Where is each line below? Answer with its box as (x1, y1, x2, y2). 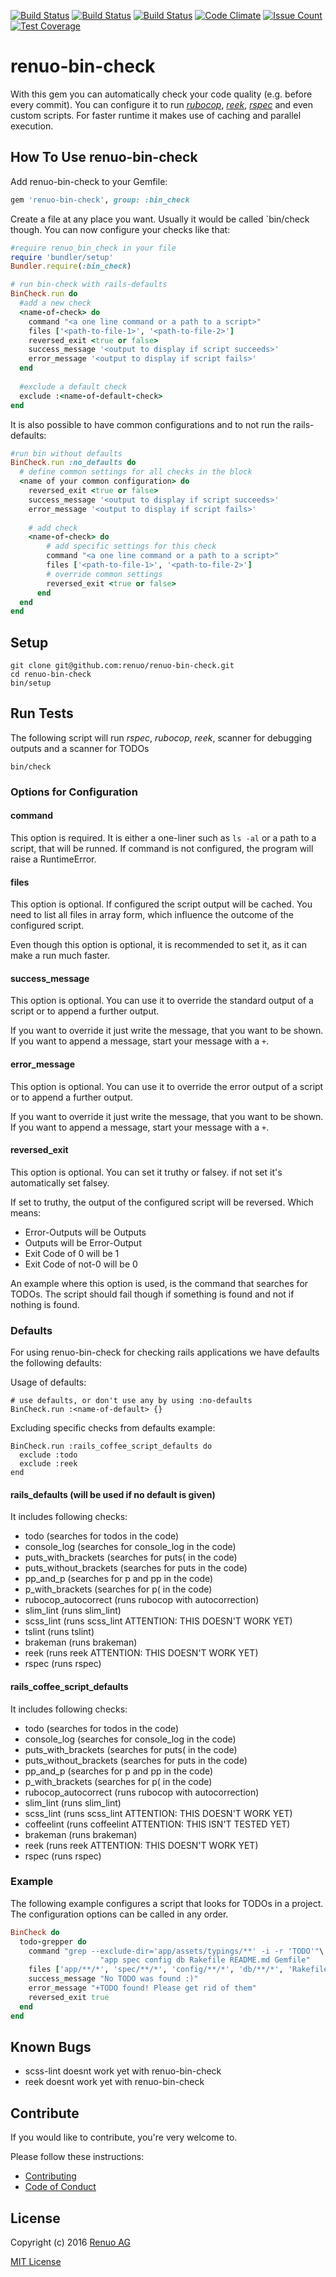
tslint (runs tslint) (24, 1626, 95, 1638)
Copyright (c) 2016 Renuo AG (10, 2236, 131, 2248)
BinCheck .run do (10, 289, 78, 299)
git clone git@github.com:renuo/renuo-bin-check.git (10, 661, 235, 671)
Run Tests (10, 705, 74, 722)
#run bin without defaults (10, 448, 123, 459)
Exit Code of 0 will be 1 (24, 1247, 120, 1259)
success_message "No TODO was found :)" (28, 1974, 199, 1984)
